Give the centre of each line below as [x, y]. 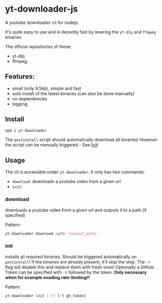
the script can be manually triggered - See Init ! [52, 145]
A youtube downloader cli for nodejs [41, 22]
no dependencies [30, 99]
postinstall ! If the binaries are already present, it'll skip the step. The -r [78, 262]
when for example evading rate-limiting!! [47, 277]
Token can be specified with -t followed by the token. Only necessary [76, 272]
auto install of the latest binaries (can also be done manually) [73, 93]
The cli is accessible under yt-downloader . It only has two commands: [75, 172]
